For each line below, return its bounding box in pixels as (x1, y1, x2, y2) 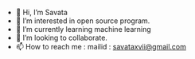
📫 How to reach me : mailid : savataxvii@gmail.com (15, 42, 187, 51)
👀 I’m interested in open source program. (15, 16, 150, 26)
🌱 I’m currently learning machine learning (15, 25, 151, 33)
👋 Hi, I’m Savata (15, 8, 68, 17)
